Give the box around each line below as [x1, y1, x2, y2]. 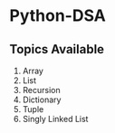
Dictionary [22, 94, 62, 105]
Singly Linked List [22, 114, 89, 124]
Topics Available [9, 42, 105, 57]
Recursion [22, 85, 61, 95]
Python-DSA [9, 5, 106, 26]
